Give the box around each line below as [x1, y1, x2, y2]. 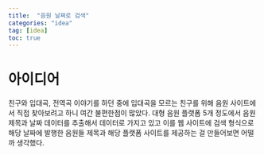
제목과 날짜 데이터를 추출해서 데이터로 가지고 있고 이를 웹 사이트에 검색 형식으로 [8, 118, 254, 128]
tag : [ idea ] [8, 26, 48, 34]
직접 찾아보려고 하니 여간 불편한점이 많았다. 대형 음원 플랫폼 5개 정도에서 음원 [16, 108, 256, 118]
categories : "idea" [8, 19, 73, 27]
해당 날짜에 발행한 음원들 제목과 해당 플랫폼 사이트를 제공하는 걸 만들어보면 [8, 128, 240, 138]
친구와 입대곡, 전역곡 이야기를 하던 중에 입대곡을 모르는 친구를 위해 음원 [8, 99, 229, 108]
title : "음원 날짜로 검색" [8, 11, 90, 20]
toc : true [8, 33, 41, 42]
